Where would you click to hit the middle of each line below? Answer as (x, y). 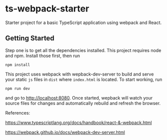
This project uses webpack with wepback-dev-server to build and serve (79, 74)
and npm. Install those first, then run (43, 55)
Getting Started (30, 38)
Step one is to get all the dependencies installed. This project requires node (83, 50)
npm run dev (18, 88)
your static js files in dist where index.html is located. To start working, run (84, 79)
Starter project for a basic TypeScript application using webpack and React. (83, 22)
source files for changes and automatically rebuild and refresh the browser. (83, 103)
